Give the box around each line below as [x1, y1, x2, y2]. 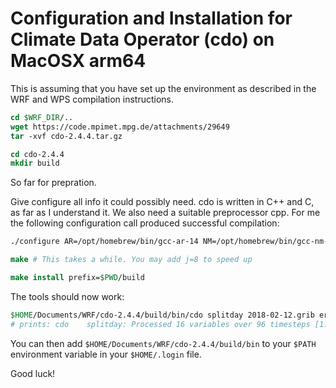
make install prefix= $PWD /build [10, 273, 145, 283]
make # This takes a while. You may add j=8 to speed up [10, 255, 253, 265]
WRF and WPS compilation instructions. [10, 93, 174, 105]
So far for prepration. [10, 177, 97, 189]
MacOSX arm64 [10, 50, 147, 72]
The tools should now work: [10, 290, 125, 302]
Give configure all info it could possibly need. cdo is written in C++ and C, [10, 196, 315, 208]
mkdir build [10, 158, 60, 169]
